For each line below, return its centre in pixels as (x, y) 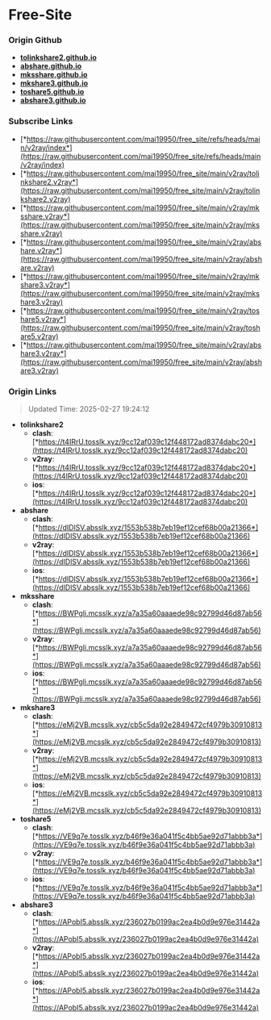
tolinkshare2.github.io (58, 57)
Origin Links (33, 391)
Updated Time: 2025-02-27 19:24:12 (89, 409)
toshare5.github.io (52, 92)
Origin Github (35, 40)
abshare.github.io (51, 66)
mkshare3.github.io (54, 83)
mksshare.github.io (54, 75)
